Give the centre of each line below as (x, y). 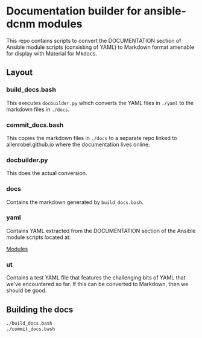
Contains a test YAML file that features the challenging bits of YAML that (96, 278)
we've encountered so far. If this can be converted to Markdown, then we (97, 284)
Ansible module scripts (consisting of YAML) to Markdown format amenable (100, 47)
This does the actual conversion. (47, 173)
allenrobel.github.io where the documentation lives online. (78, 144)
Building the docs (40, 309)
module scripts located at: (39, 237)
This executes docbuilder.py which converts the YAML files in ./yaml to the (100, 103)
